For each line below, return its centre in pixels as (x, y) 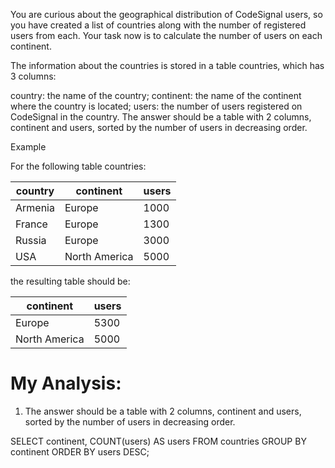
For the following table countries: (78, 166)
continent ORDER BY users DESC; (80, 451)
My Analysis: (66, 383)
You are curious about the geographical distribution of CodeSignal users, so (166, 14)
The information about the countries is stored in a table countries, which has (167, 65)
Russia (31, 240)
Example (28, 147)
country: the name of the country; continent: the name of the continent (156, 95)
